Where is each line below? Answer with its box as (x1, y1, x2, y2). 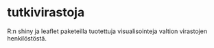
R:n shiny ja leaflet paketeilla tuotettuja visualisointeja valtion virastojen (7, 27, 208, 35)
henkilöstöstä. (7, 34, 47, 42)
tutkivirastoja (7, 5, 85, 20)
